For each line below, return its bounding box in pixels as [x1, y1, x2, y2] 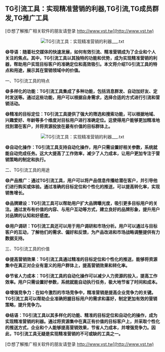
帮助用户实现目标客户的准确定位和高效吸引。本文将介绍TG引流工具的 [13, 61, 153, 67]
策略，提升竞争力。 [5, 302, 44, 308]
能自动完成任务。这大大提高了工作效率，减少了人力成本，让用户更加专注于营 [5, 150, 160, 156]
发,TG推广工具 [5, 14, 49, 22]
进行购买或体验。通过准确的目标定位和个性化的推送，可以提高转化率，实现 [9, 184, 160, 190]
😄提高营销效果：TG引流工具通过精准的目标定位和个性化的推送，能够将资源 [5, 256, 158, 262]
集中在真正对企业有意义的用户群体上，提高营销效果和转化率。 [5, 262, 130, 268]
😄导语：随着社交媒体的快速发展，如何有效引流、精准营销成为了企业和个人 [5, 49, 156, 55]
